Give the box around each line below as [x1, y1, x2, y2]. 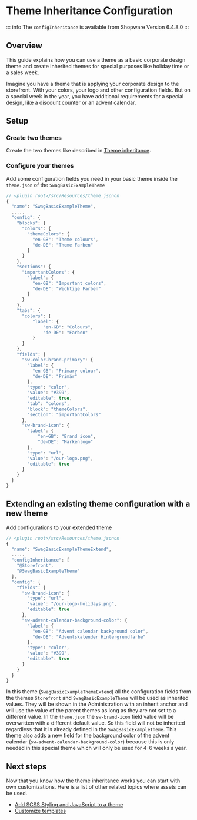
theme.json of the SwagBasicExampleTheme [6, 181, 105, 188]
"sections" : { [16, 264, 51, 270]
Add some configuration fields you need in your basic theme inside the [6, 175, 178, 182]
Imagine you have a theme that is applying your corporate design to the [6, 80, 179, 87]
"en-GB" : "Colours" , [43, 324, 94, 330]
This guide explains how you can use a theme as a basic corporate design [6, 56, 186, 63]
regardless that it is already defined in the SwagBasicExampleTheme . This [6, 726, 177, 733]
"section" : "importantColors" [27, 411, 101, 417]
